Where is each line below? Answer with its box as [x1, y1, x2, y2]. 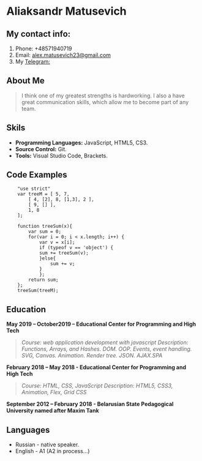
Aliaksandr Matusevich [6, 4, 127, 18]
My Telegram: [15, 58, 51, 65]
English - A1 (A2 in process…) [15, 448, 90, 455]
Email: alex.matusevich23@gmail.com [15, 51, 111, 59]
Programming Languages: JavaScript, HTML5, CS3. [15, 139, 148, 146]
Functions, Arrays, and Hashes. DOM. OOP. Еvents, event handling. [21, 345, 192, 353]
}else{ [39, 255, 56, 261]
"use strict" [17, 186, 51, 192]
